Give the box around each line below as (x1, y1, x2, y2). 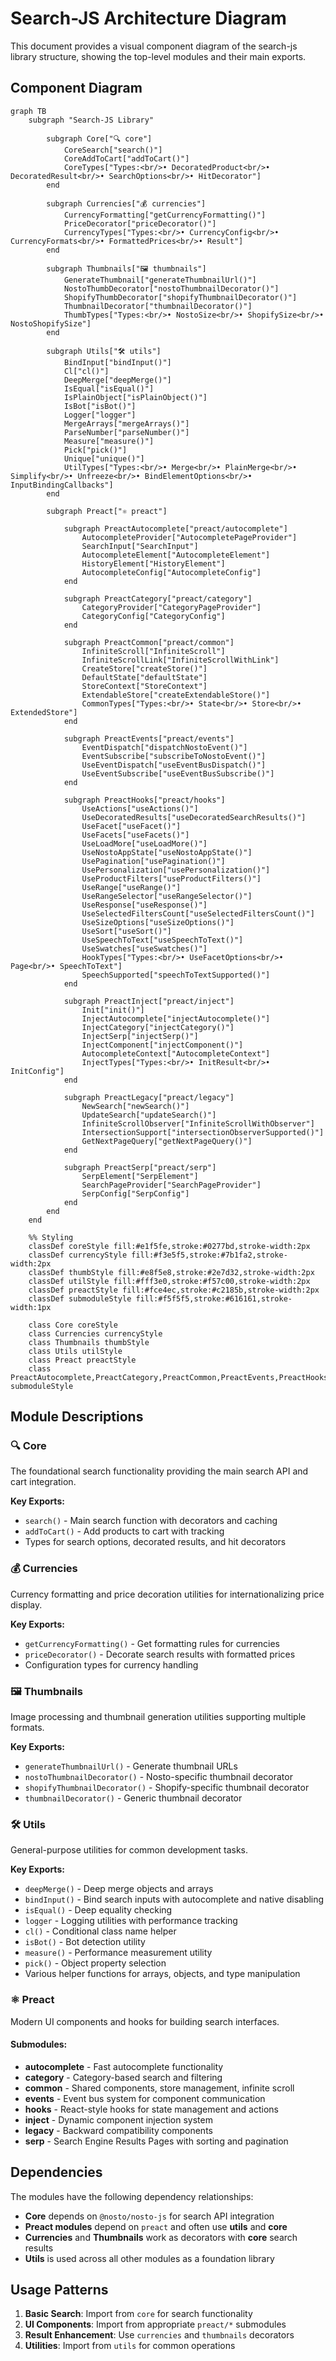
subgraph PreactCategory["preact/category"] (63, 593, 253, 604)
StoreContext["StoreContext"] (81, 681, 208, 691)
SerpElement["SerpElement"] (81, 1171, 199, 1181)
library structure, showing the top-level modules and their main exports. (10, 50, 307, 62)
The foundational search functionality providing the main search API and (10, 1465, 309, 1477)
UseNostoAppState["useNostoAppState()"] (81, 847, 253, 857)
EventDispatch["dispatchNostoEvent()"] (81, 742, 248, 752)
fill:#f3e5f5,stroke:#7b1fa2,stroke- (131, 1250, 288, 1260)
